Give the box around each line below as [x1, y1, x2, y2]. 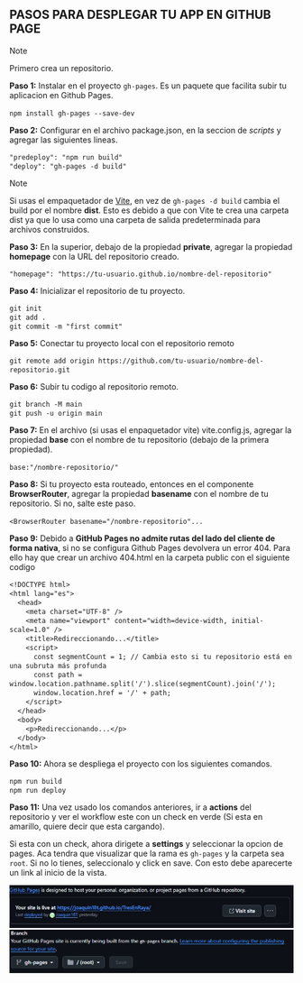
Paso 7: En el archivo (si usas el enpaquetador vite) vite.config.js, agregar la [9, 424, 292, 436]
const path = [32, 670, 83, 679]
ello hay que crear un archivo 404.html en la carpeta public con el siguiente [9, 552, 290, 563]
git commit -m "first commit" [9, 322, 124, 331]
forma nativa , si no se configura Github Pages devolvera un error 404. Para [9, 542, 291, 553]
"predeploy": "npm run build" [9, 152, 124, 161]
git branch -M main [9, 400, 83, 409]
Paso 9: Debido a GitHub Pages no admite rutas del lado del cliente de [9, 532, 276, 544]
